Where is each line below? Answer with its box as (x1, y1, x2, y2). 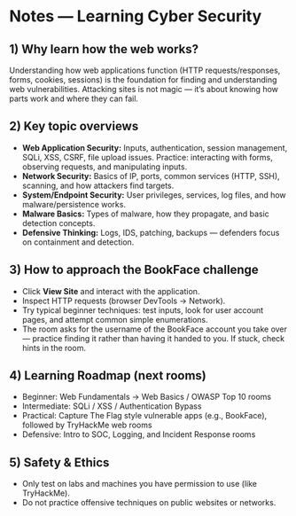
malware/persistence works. (21, 199, 127, 209)
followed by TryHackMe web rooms (21, 419, 152, 431)
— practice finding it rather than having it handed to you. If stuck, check (21, 332, 285, 343)
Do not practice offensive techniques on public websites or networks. (21, 497, 277, 508)
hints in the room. (21, 342, 87, 353)
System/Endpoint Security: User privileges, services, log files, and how (21, 189, 286, 200)
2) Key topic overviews (9, 119, 139, 134)
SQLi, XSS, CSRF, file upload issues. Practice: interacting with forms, (21, 152, 273, 162)
